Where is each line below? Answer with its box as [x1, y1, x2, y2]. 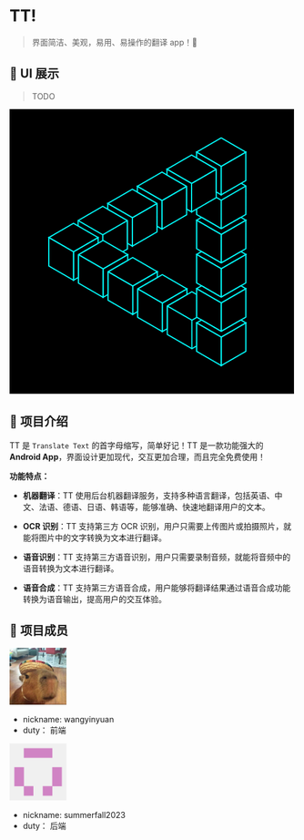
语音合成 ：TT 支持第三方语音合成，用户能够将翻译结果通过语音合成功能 [22, 582, 291, 593]
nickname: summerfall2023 [22, 810, 126, 821]
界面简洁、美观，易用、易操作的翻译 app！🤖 [31, 36, 198, 47]
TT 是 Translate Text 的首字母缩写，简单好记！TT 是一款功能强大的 [9, 439, 264, 451]
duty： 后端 [22, 821, 66, 832]
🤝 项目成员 [9, 622, 68, 638]
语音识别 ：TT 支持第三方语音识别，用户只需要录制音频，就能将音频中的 [22, 551, 291, 562]
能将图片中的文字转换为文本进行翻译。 [22, 532, 167, 543]
